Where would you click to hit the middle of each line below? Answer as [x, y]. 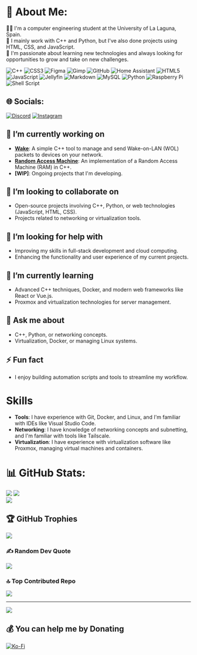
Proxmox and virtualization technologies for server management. [93, 302]
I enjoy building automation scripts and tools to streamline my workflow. [101, 377]
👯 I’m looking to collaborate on [62, 191]
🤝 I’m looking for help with [55, 237]
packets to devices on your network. [59, 154]
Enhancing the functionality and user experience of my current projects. [101, 257]
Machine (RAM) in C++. [43, 167]
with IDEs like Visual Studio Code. [55, 423]
